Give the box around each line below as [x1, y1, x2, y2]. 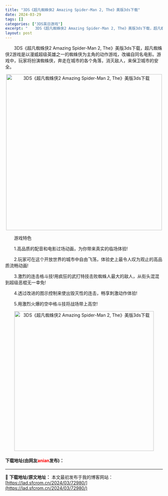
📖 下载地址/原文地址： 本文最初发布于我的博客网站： [5, 474, 113, 480]
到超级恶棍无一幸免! [5, 279, 46, 285]
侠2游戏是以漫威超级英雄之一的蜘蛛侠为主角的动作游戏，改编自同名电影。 [5, 51, 157, 57]
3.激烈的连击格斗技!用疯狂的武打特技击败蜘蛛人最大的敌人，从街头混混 [13, 273, 159, 279]
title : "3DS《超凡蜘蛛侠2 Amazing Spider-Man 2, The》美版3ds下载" [5, 7, 140, 13]
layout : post [5, 31, 32, 36]
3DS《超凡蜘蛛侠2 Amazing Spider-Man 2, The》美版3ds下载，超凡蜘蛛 [13, 45, 162, 51]
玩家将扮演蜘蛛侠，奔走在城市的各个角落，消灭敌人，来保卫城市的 [18, 58, 154, 63]
